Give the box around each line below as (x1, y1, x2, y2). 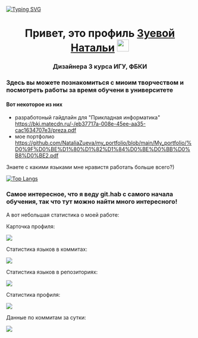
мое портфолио (14, 133, 55, 140)
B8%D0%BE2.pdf (14, 152, 59, 159)
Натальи (70, 41, 115, 55)
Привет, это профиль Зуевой (24, 27, 175, 40)
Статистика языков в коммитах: (6, 245, 87, 253)
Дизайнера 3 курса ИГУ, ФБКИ (52, 63, 147, 71)
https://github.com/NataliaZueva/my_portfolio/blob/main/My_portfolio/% (14, 139, 192, 146)
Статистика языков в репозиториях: (6, 268, 98, 275)
